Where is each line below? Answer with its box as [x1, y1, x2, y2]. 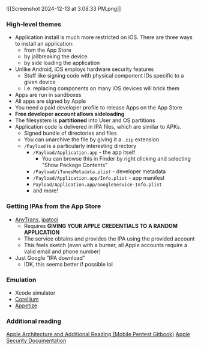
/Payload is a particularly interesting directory [23, 143, 137, 150]
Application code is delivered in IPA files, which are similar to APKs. [14, 123, 182, 130]
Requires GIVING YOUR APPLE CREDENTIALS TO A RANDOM [23, 222, 178, 229]
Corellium [14, 295, 39, 302]
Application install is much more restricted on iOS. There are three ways [14, 34, 193, 41]
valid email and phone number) [23, 248, 101, 255]
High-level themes [6, 20, 62, 28]
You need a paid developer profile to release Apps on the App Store [14, 104, 182, 111]
